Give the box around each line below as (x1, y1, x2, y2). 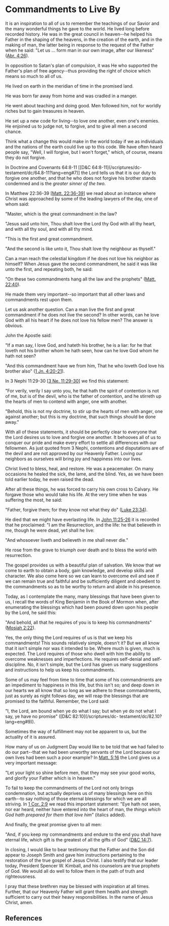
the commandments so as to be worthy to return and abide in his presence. (5, 583, 162, 589)
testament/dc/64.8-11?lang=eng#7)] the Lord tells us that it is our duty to (5, 170, 156, 176)
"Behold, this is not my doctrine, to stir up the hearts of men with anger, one (5, 408, 163, 414)
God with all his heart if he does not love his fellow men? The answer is (5, 317, 153, 323)
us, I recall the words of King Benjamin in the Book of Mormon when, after (5, 598, 159, 605)
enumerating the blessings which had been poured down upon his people (5, 604, 158, 610)
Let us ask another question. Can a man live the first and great (5, 306, 135, 312)
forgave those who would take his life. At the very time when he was (5, 491, 147, 497)
